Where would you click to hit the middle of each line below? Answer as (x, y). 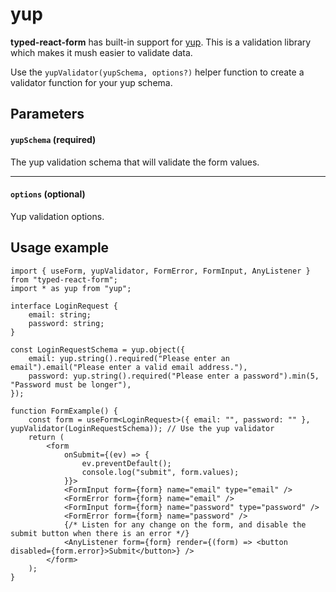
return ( (46, 437)
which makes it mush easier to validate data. (101, 52)
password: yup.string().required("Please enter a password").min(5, (174, 376)
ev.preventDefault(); (126, 463)
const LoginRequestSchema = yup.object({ (98, 349)
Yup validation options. (57, 216)
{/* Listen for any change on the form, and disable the (185, 524)
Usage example (60, 248)
